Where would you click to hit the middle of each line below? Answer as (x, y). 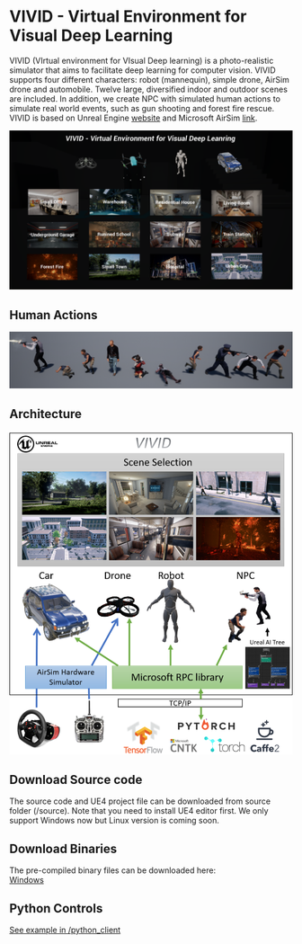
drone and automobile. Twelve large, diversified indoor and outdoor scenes (148, 89)
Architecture (46, 414)
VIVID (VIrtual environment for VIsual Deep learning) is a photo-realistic (142, 60)
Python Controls (56, 908)
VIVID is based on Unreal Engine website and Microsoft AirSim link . (133, 118)
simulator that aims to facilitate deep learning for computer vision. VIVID (142, 70)
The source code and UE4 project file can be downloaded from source (140, 801)
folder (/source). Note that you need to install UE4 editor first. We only (139, 811)
